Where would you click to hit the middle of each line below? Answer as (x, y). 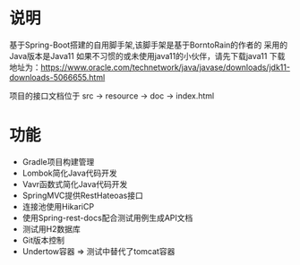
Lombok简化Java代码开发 (70, 173)
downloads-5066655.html (57, 77)
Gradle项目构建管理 (58, 161)
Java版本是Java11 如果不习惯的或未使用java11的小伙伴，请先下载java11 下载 (147, 56)
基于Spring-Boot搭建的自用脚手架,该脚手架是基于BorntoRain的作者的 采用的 (149, 45)
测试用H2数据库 (51, 228)
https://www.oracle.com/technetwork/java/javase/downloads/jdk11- (166, 67)
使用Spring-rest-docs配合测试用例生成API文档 (107, 218)
